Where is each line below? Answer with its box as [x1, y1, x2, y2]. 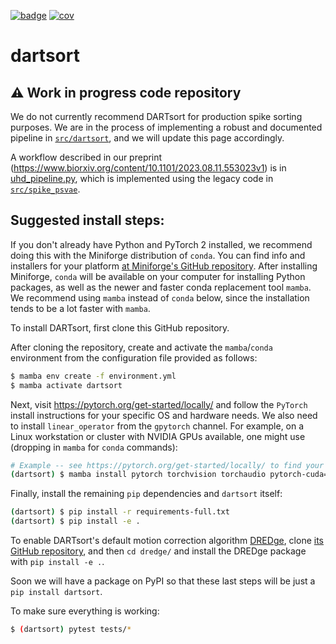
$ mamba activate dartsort [10, 380, 123, 390]
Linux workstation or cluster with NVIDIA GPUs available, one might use [10, 430, 306, 442]
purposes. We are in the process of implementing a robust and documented [10, 121, 323, 133]
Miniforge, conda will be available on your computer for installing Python [10, 270, 306, 282]
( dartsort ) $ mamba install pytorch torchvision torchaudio [10, 470, 267, 480]
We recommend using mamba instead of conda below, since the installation [10, 291, 310, 304]
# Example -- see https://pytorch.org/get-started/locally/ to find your [10, 460, 325, 470]
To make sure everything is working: [10, 605, 160, 617]
